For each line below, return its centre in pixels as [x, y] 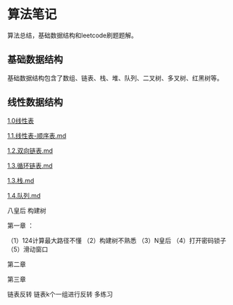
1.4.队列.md [24, 195]
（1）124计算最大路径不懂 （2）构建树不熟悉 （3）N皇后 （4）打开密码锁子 [117, 240]
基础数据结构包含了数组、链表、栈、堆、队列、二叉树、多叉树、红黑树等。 [115, 77]
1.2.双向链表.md [30, 150]
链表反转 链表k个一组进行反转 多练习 [60, 294]
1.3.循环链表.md [30, 166]
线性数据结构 [35, 102]
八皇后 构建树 [27, 210]
